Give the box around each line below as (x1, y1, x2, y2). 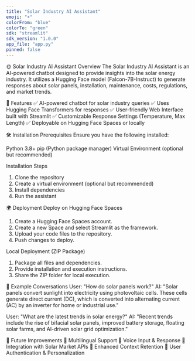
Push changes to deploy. (14, 236, 74, 243)
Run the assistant (14, 192, 57, 199)
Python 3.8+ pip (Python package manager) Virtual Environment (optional (6, 145, 183, 152)
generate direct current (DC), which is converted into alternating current (6, 295, 180, 302)
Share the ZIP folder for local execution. (14, 271, 111, 278)
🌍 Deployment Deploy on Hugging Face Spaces (6, 204, 123, 211)
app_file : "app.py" (6, 42, 54, 47)
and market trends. (6, 88, 52, 95)
